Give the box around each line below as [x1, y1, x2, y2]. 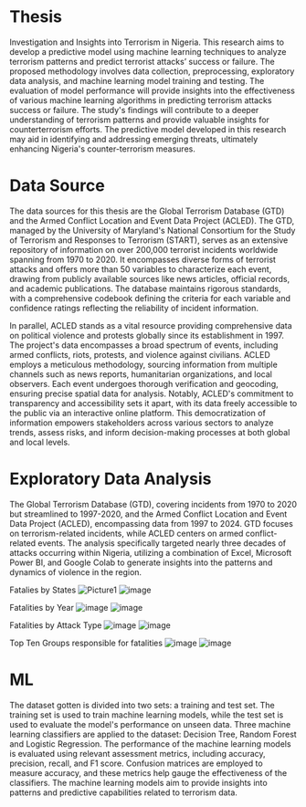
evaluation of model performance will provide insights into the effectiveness [9, 85, 295, 96]
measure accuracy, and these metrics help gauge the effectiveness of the [9, 767, 288, 778]
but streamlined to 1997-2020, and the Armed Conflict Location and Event [9, 508, 288, 519]
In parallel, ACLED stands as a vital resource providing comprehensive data [9, 320, 292, 330]
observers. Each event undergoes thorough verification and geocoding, [9, 378, 279, 389]
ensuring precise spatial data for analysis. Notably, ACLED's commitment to [9, 388, 294, 399]
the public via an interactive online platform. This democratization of [9, 407, 267, 418]
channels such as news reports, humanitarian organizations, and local [9, 368, 272, 380]
